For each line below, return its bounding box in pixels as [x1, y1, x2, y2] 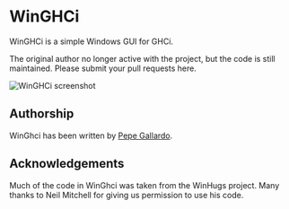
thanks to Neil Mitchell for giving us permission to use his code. [9, 189, 244, 200]
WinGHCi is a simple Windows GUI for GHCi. [9, 36, 173, 47]
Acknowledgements [9, 156, 125, 171]
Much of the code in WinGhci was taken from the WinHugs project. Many [9, 179, 280, 190]
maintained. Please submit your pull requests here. [9, 63, 197, 74]
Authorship [9, 106, 74, 122]
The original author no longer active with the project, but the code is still [9, 53, 276, 64]
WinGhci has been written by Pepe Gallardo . [9, 130, 173, 141]
